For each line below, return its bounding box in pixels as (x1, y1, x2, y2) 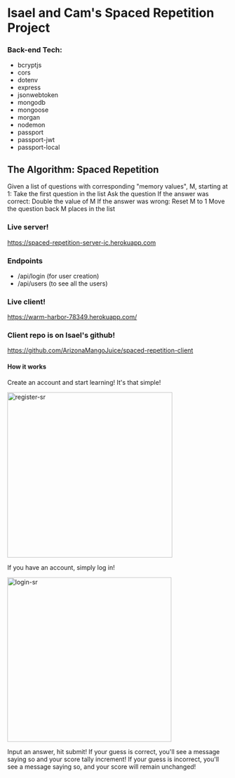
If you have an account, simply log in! (7, 563, 116, 571)
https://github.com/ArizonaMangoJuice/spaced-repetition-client (7, 346, 194, 355)
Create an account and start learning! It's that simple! (7, 378, 161, 386)
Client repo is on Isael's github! (7, 331, 116, 340)
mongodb (17, 98, 46, 107)
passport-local (17, 143, 60, 152)
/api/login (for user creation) (17, 272, 100, 280)
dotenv (17, 76, 39, 84)
